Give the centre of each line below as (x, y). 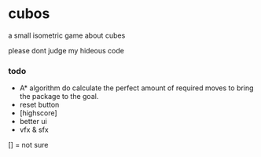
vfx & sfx (34, 130)
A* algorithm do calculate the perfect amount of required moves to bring (136, 88)
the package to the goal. (59, 97)
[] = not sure (28, 145)
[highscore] (38, 113)
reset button (39, 105)
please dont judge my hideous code (66, 50)
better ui (33, 122)
